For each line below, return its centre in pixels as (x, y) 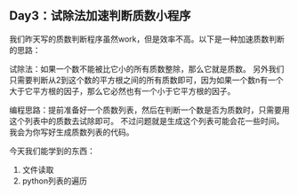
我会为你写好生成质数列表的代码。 (72, 132)
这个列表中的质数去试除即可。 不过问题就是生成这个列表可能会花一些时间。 (147, 121)
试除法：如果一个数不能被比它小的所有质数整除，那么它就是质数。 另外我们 (147, 68)
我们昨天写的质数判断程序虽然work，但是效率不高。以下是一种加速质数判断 (147, 39)
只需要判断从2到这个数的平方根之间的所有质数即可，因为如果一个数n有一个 (146, 80)
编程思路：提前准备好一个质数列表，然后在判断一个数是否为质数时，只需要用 (149, 110)
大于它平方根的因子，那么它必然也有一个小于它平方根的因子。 (122, 90)
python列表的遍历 (54, 181)
